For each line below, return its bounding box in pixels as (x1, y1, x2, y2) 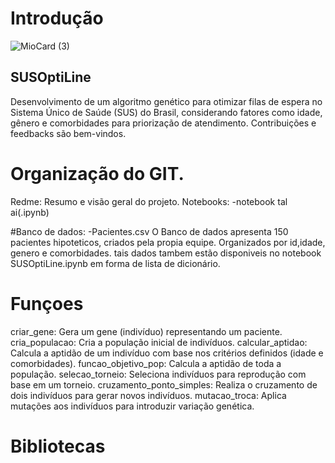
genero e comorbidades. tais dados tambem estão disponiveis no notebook (10, 247, 322, 259)
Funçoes (10, 292, 84, 315)
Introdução (10, 7, 104, 30)
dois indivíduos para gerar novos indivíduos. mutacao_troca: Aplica (10, 389, 287, 401)
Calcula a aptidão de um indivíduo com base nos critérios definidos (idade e (10, 347, 324, 359)
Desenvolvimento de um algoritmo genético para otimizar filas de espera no (10, 95, 323, 107)
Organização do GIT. (10, 162, 185, 185)
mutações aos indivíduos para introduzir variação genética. (10, 400, 255, 412)
